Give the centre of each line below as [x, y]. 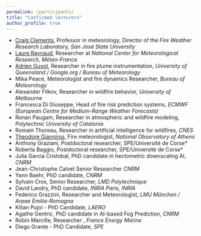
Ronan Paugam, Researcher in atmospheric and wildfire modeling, [97, 117]
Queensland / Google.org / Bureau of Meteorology [78, 73]
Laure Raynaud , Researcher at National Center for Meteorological [97, 53]
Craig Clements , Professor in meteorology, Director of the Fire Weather [103, 41]
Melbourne [28, 98]
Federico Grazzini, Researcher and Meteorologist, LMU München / [97, 195]
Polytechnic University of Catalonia [59, 124]
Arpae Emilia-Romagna [44, 201]
